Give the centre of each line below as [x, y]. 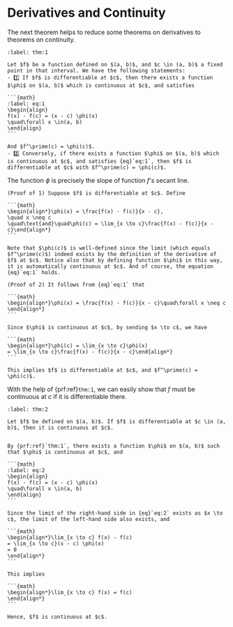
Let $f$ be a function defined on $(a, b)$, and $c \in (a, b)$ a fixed [115, 64]
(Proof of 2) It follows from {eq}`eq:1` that [76, 285]
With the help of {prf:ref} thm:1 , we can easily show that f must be [101, 389]
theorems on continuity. [41, 39]
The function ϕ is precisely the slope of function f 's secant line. [98, 180]
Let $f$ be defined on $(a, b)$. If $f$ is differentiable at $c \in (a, [117, 421]
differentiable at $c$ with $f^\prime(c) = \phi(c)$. [87, 167]
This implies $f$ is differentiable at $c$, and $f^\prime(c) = [103, 370]
